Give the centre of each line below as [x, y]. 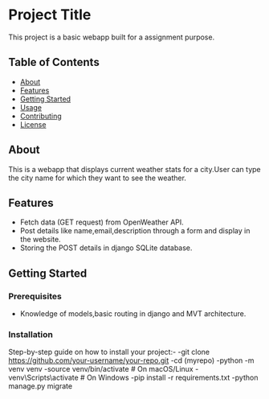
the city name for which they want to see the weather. [98, 178]
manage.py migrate [41, 386]
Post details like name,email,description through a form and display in [135, 231]
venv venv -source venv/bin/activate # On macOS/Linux [101, 369]
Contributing [41, 116]
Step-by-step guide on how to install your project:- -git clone [109, 352]
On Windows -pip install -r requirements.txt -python [173, 378]
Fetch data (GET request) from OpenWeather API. [102, 222]
